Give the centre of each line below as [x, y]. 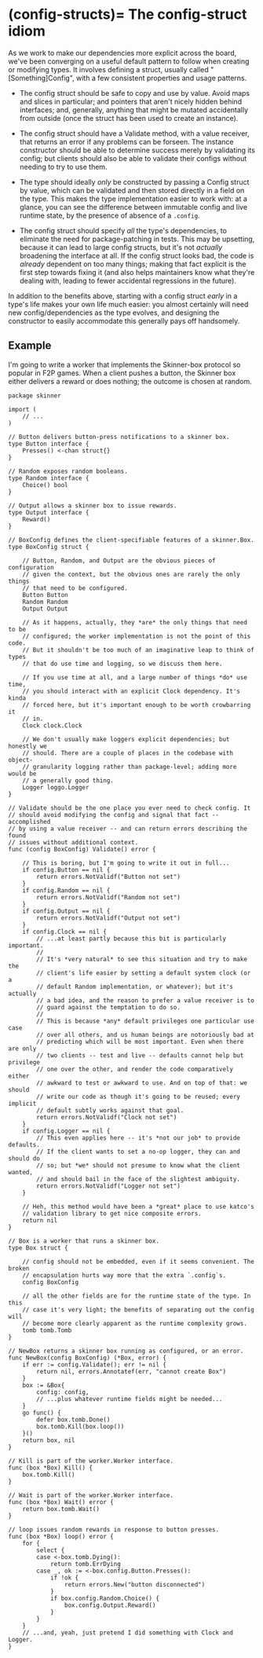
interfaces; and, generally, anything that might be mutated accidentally [134, 110]
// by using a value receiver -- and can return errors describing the [128, 829]
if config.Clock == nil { [65, 931]
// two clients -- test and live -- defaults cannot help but [140, 1055]
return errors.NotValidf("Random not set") [108, 897]
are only [22, 1049]
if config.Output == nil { [66, 911]
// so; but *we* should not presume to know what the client [139, 1165]
